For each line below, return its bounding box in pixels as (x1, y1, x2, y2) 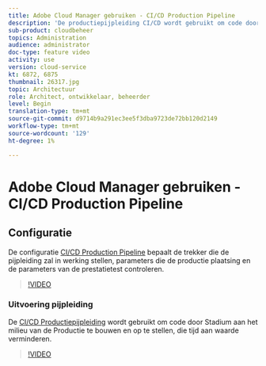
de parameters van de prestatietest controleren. (8, 264, 165, 273)
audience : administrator (8, 41, 90, 49)
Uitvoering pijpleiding (8, 299, 93, 310)
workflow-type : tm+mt (8, 122, 80, 130)
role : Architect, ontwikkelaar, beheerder (8, 93, 150, 101)
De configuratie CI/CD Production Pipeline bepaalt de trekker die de (8, 247, 230, 257)
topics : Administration (8, 33, 87, 42)
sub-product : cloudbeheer (8, 26, 93, 34)
